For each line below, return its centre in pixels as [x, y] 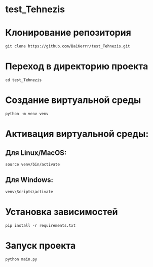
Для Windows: [29, 180]
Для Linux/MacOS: [36, 153]
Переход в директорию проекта [77, 66]
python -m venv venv [27, 114]
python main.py [21, 259]
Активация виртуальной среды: [77, 134]
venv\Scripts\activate [29, 192]
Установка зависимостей [62, 212]
